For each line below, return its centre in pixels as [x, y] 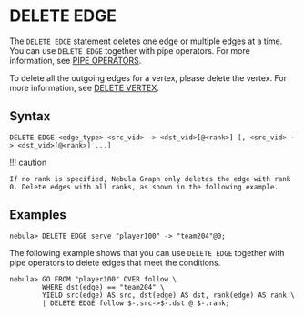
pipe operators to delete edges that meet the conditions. [115, 262]
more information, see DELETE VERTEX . [84, 87]
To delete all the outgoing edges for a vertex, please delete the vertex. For [148, 77]
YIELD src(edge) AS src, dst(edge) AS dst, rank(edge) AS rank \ [169, 295]
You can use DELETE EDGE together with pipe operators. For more [130, 50]
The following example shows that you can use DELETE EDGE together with [147, 252]
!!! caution [28, 162]
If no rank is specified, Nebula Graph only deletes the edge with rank [150, 179]
